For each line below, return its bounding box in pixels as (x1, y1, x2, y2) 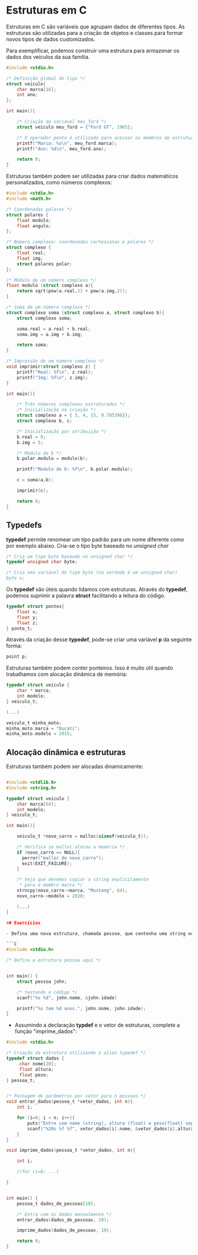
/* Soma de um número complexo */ (6, 305, 91, 311)
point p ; (6, 653, 28, 660)
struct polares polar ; (16, 261, 72, 267)
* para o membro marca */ (19, 882, 83, 888)
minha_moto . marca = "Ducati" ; (6, 725, 81, 731)
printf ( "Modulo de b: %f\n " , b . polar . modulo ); (16, 466, 133, 472)
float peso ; (19, 1072, 49, 1078)
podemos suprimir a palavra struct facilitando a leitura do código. (6, 592, 166, 599)
